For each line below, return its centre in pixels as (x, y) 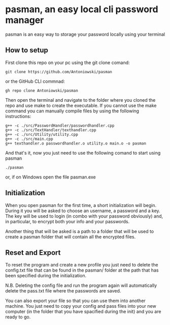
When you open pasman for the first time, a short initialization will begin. (81, 205)
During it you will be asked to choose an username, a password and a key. (83, 211)
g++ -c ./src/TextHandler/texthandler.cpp (51, 130)
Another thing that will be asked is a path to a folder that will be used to (79, 231)
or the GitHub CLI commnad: (35, 81)
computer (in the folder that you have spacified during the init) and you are (83, 312)
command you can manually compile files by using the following (72, 111)
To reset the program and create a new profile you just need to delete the (82, 265)
